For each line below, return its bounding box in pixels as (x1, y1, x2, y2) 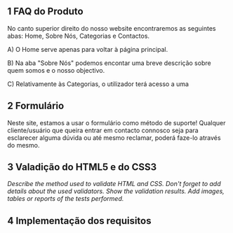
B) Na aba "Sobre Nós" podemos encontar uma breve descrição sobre (7, 59, 212, 67)
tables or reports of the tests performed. (7, 195, 124, 203)
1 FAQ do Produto (7, 6, 84, 17)
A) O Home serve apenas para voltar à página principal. (7, 45, 168, 53)
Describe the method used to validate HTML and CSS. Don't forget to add (7, 180, 221, 188)
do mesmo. (7, 141, 40, 149)
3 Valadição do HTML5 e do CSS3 (7, 161, 157, 174)
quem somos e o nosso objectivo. (7, 66, 105, 74)
